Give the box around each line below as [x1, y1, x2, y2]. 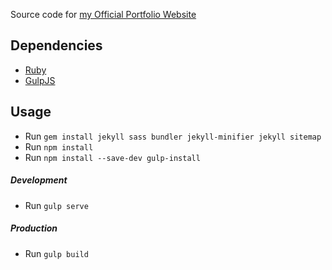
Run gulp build [24, 247, 89, 259]
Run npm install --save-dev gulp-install [24, 151, 201, 163]
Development [10, 174, 68, 186]
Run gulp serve [24, 199, 89, 211]
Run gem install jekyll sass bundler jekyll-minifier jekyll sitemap [24, 130, 322, 142]
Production [10, 222, 58, 234]
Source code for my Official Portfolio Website [10, 9, 197, 20]
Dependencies [10, 37, 103, 54]
